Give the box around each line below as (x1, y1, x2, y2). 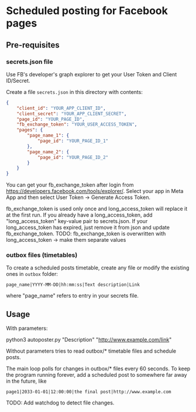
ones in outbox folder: (6, 271, 59, 278)
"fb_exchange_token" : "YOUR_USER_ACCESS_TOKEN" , (16, 121, 137, 127)
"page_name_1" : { (27, 133, 69, 139)
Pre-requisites (6, 40, 60, 50)
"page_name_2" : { (27, 148, 69, 155)
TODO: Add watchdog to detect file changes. (6, 399, 115, 406)
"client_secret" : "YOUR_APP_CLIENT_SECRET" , (16, 110, 127, 117)
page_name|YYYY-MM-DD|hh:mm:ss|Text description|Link (6, 282, 140, 288)
